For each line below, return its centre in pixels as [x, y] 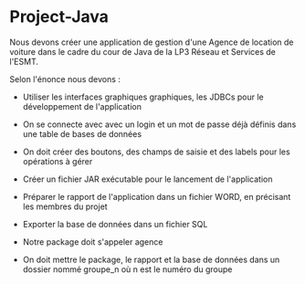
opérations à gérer [58, 161]
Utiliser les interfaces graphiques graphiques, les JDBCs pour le [143, 97]
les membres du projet [65, 206]
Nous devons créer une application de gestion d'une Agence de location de [152, 42]
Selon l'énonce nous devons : [65, 79]
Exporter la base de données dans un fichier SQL [115, 224]
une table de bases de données [82, 133]
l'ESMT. [24, 61]
